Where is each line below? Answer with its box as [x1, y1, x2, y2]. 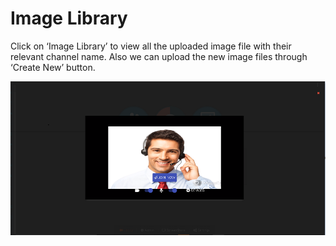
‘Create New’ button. [10, 61, 96, 73]
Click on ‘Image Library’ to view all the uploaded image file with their [10, 40, 292, 52]
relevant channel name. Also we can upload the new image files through [10, 50, 308, 62]
